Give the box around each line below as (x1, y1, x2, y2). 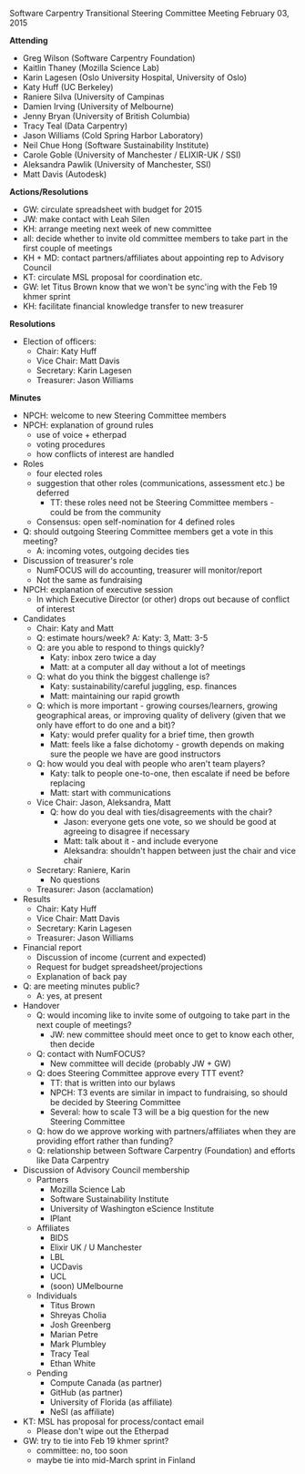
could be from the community (49, 507, 161, 517)
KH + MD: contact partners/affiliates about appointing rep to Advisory (22, 252, 285, 263)
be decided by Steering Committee (49, 1097, 181, 1107)
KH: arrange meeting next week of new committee (22, 223, 212, 234)
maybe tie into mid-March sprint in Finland (36, 1455, 196, 1465)
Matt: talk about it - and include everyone (63, 836, 219, 846)
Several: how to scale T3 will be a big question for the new (49, 1106, 270, 1117)
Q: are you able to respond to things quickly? (36, 642, 205, 653)
